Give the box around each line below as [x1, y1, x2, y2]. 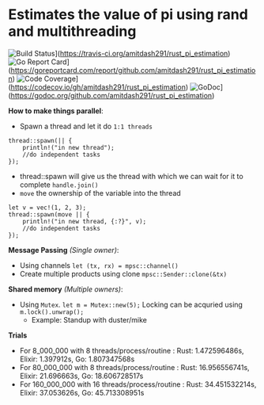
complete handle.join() [19, 180, 99, 189]
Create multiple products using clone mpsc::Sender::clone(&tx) [19, 269, 228, 278]
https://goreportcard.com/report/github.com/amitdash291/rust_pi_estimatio [10, 65, 256, 75]
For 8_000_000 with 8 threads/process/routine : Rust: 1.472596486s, [19, 346, 244, 355]
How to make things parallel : [8, 105, 104, 116]
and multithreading [8, 22, 137, 40]
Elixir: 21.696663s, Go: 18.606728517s [19, 371, 144, 380]
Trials [8, 330, 28, 340]
